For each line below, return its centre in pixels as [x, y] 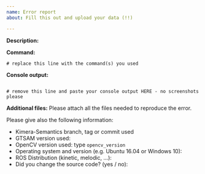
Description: [22, 40]
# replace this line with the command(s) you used [72, 63]
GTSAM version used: [43, 138]
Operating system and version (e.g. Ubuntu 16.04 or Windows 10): [99, 151]
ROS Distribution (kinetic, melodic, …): [64, 158]
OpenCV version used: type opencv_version [70, 145]
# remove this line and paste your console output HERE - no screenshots [103, 91]
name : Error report [31, 12]
